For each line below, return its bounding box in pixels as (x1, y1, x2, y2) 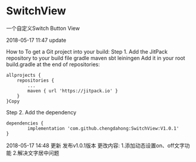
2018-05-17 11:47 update (6, 36, 67, 43)
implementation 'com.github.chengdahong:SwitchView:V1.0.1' (27, 125, 179, 132)
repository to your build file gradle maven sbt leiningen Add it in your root (6, 54, 185, 61)
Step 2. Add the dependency (6, 108, 77, 116)
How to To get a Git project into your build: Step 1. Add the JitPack (6, 48, 168, 55)
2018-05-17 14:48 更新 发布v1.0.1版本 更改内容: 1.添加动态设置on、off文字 (6, 142, 185, 149)
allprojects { (6, 72, 42, 78)
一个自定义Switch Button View (6, 24, 80, 32)
